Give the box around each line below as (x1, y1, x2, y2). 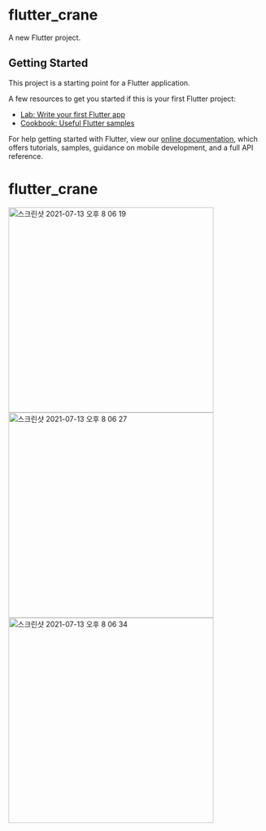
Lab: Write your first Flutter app (20, 109, 126, 119)
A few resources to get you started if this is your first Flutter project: (8, 94, 236, 103)
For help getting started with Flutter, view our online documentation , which (8, 134, 259, 143)
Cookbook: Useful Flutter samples (20, 118, 135, 128)
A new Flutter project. (8, 33, 81, 42)
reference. (8, 151, 43, 160)
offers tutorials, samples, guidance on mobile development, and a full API (8, 143, 254, 152)
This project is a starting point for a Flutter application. (8, 77, 190, 87)
